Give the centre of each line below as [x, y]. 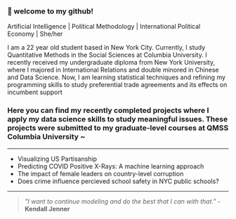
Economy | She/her [35, 34]
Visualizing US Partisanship [57, 159]
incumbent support [35, 92]
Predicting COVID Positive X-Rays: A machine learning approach [111, 166]
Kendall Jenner [47, 208]
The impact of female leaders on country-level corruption [100, 173]
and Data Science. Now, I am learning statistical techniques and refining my [117, 77]
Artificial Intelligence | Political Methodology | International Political [104, 27]
